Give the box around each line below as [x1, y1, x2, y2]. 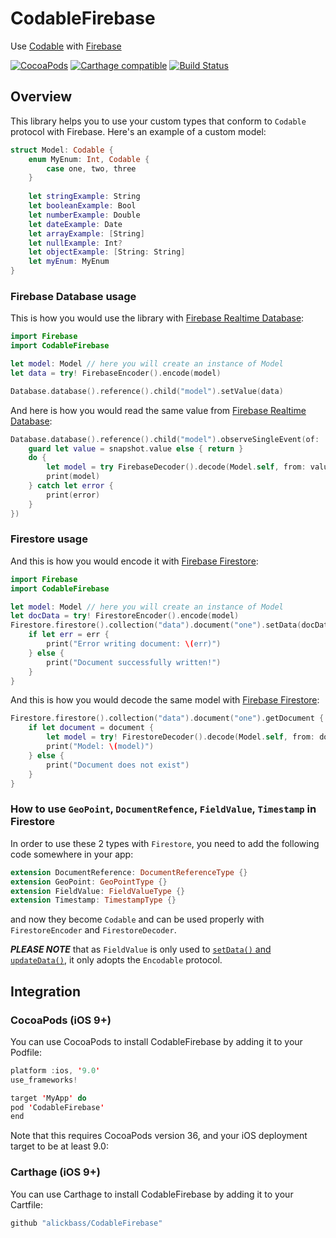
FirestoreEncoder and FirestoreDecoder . [10, 924, 177, 936]
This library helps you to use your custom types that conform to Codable [10, 115, 307, 127]
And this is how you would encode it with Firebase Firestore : [10, 555, 259, 567]
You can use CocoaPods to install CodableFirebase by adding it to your [10, 1035, 303, 1047]
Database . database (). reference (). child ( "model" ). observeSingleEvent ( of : [10, 434, 320, 444]
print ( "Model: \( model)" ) [46, 742, 155, 752]
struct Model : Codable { [10, 145, 114, 155]
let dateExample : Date [28, 219, 123, 229]
